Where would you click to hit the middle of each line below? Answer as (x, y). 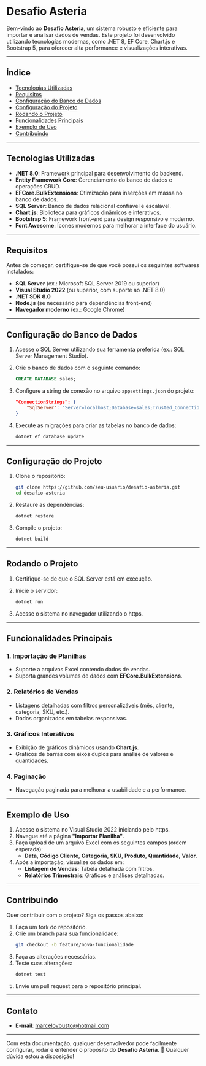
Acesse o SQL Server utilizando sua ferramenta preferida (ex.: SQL (100, 350)
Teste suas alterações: (44, 963)
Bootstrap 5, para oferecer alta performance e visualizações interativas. (97, 48)
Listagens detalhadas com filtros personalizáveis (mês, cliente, (95, 705)
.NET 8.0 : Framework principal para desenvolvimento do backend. (99, 173)
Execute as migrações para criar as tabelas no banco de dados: (96, 425)
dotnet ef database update (50, 436)
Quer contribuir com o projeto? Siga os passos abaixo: (75, 915)
